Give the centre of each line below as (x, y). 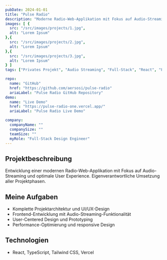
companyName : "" (26, 125)
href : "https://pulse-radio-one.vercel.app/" (58, 107)
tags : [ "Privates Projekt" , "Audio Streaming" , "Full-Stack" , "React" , (81, 70)
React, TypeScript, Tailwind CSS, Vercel (53, 252)
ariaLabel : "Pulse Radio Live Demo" (47, 111)
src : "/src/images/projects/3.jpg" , (47, 56)
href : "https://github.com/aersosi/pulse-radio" (61, 88)
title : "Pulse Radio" (28, 14)
